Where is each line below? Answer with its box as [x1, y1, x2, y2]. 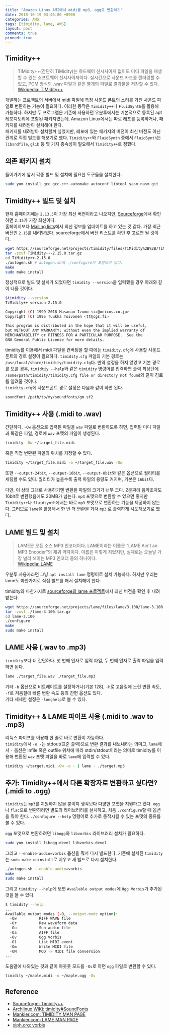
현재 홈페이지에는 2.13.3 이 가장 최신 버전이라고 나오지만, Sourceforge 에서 [5, 211, 152, 217]
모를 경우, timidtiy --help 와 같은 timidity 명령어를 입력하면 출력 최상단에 [10, 366, 159, 372]
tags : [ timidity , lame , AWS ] [5, 21, 66, 27]
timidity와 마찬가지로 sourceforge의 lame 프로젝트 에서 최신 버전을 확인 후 [5, 588, 151, 594]
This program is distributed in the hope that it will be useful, [5, 323, 147, 328]
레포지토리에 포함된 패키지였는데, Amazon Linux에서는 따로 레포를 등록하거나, [5, 115, 158, 121]
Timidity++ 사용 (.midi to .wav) [5, 409, 102, 418]
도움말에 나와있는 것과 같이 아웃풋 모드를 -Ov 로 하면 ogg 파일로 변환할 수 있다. [5, 963, 157, 970]
